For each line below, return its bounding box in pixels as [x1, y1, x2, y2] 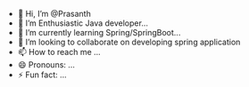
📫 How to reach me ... [17, 47, 101, 57]
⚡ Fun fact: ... [17, 69, 67, 80]
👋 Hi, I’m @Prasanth [17, 9, 91, 19]
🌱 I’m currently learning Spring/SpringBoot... [17, 28, 181, 37]
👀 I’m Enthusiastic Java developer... [17, 18, 149, 28]
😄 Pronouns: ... [17, 59, 76, 70]
